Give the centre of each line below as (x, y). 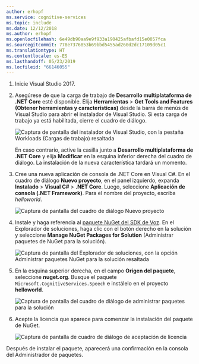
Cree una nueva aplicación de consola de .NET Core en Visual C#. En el (102, 174)
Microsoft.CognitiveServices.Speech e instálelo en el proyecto (91, 284)
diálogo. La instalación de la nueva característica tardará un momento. (101, 163)
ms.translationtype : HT (36, 51)
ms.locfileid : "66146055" (38, 67)
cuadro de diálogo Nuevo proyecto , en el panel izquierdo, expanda (97, 181)
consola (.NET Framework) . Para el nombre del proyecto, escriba (95, 193)
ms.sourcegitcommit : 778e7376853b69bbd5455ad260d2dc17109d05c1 (86, 45)
